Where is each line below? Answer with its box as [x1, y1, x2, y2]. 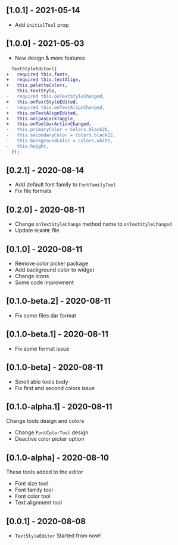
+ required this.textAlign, [6, 77, 82, 83]
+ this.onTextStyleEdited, [6, 99, 79, 105]
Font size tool [14, 480, 48, 487]
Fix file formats [14, 188, 52, 195]
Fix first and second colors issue [14, 384, 95, 391]
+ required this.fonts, [6, 71, 70, 77]
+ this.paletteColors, [6, 82, 68, 89]
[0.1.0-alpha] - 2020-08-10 [6, 453, 109, 463]
